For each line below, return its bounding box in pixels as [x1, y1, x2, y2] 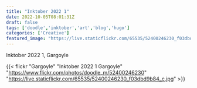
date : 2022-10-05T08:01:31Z [6, 14, 75, 20]
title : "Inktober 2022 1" [6, 8, 69, 15]
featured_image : [6, 36, 46, 41]
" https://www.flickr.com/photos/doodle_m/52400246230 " [6, 69, 147, 76]
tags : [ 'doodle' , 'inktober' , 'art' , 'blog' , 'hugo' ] [6, 24, 130, 31]
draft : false [6, 19, 38, 25]
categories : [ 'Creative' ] [6, 30, 69, 36]
